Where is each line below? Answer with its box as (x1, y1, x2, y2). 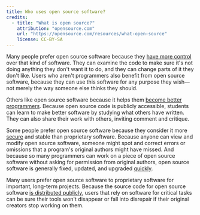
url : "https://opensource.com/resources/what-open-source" (17, 31, 168, 37)
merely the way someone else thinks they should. (16, 85, 138, 91)
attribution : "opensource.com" (17, 25, 95, 32)
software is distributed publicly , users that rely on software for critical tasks (6, 189, 192, 196)
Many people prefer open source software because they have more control (6, 53, 192, 60)
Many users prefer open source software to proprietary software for (6, 177, 174, 183)
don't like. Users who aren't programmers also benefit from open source (6, 72, 185, 79)
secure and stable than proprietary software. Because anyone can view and (6, 133, 193, 140)
